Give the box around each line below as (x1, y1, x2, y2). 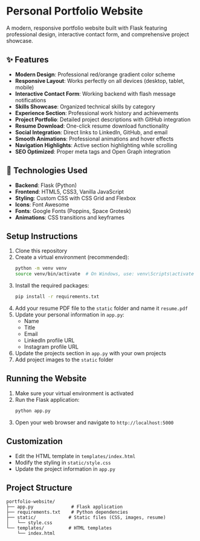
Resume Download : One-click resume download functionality (15, 122, 169, 130)
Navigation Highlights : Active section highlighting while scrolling (15, 141, 177, 149)
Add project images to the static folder (15, 356, 114, 363)
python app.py (15, 407, 51, 414)
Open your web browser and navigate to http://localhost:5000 (15, 419, 174, 426)
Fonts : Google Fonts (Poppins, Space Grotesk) (15, 207, 132, 214)
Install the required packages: (15, 282, 89, 289)
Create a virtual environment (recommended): (15, 254, 129, 261)
